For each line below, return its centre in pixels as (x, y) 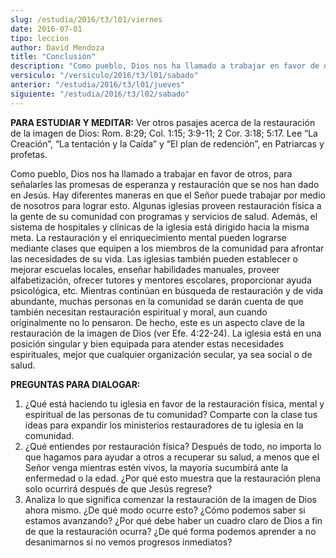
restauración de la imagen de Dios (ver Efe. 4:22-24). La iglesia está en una (166, 333)
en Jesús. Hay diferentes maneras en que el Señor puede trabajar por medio (168, 195)
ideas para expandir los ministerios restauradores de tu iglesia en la (164, 425)
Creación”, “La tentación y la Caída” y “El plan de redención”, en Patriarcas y (167, 143)
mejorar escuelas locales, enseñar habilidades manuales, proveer (145, 269)
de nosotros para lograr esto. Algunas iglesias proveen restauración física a (166, 205)
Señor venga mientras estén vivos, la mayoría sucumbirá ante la (156, 467)
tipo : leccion (40, 38)
